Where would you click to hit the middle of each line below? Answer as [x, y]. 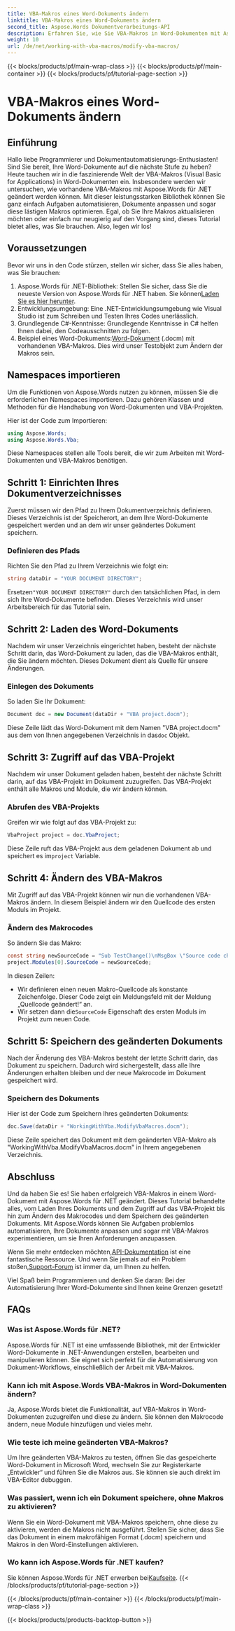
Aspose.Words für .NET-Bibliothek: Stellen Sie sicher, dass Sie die [112, 286]
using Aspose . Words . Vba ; [43, 440]
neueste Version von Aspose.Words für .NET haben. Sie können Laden [118, 293]
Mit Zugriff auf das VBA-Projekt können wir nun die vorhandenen [101, 895]
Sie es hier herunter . [47, 301]
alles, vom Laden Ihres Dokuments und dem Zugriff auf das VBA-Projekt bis [116, 1208]
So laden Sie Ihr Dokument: [47, 701]
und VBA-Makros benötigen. [86, 461]
